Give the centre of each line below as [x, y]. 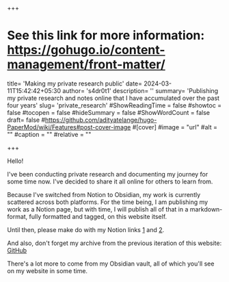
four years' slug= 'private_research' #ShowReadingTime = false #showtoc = [114, 105]
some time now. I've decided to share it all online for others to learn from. [110, 181]
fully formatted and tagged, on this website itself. [98, 216]
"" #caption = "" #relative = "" [49, 134]
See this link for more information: [106, 36]
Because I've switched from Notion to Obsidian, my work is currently [104, 194]
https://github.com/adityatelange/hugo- [101, 120]
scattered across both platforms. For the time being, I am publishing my [108, 202]
